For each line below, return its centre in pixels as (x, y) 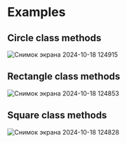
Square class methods (57, 115)
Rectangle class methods (64, 76)
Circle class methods (54, 38)
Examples (36, 12)
